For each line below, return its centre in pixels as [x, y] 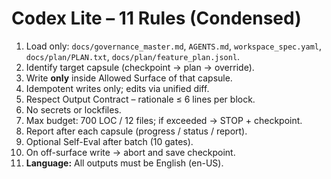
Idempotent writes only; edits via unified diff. [117, 88]
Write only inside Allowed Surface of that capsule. [129, 78]
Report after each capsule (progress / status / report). [136, 131]
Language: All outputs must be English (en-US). [124, 163]
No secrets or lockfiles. [73, 109]
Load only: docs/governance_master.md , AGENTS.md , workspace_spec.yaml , [174, 46]
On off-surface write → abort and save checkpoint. [130, 152]
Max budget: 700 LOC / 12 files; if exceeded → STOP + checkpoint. [164, 120]
